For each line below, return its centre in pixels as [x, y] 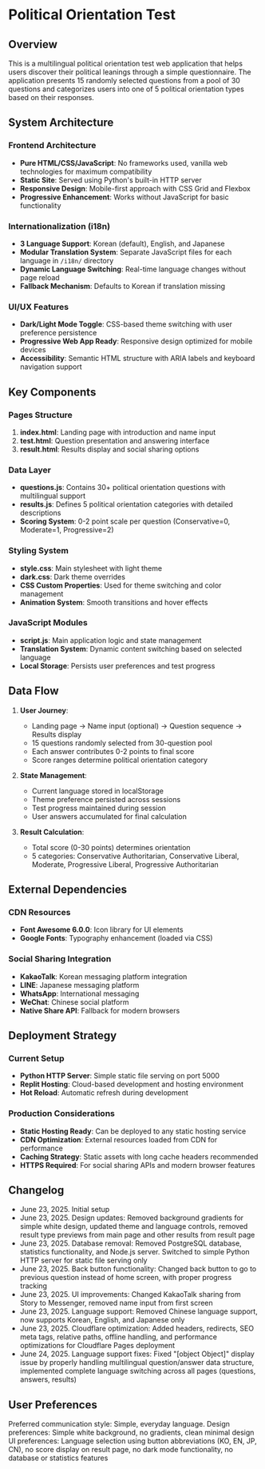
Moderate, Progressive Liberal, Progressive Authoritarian [125, 864]
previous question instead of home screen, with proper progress [126, 1278]
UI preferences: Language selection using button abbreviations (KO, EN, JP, [132, 1441]
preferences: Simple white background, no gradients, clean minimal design [131, 1433]
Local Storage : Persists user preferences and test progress [117, 665]
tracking [34, 1286]
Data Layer [30, 470]
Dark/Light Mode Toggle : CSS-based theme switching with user [126, 324]
